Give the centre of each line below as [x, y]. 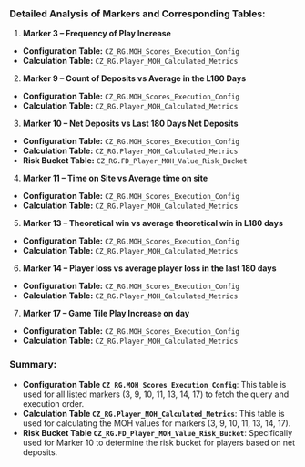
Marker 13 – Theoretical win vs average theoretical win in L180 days [153, 223]
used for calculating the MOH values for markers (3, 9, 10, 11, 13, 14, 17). [157, 423]
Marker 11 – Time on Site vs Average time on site [115, 178]
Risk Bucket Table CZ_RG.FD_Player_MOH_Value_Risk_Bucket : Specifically [158, 432]
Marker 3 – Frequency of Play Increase [97, 34]
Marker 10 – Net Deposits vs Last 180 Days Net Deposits [130, 124]
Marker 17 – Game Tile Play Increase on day [106, 314]
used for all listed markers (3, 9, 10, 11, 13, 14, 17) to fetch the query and [156, 394]
